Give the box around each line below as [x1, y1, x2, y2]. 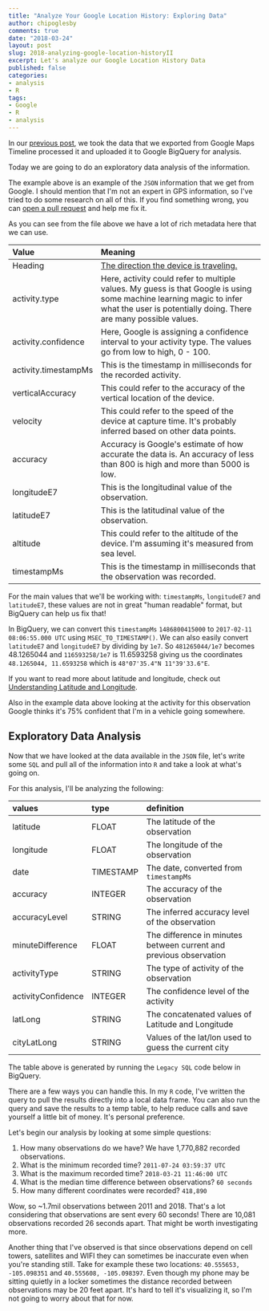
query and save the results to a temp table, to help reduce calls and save [8, 1103, 248, 1113]
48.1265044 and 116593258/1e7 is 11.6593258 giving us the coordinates [8, 649, 243, 659]
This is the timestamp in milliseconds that [100, 561, 256, 572]
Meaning [100, 246, 136, 258]
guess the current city [146, 1041, 230, 1053]
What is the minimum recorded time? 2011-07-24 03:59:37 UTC [19, 1160, 227, 1170]
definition [146, 802, 184, 814]
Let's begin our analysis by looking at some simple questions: [8, 1127, 211, 1137]
